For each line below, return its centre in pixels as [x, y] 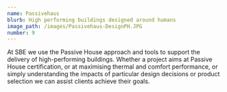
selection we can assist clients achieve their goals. [79, 81]
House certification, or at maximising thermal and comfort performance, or [112, 67]
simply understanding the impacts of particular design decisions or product [113, 74]
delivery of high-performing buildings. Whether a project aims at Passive [110, 60]
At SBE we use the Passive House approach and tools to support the [104, 52]
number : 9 [21, 33]
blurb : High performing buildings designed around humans [92, 20]
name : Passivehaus [33, 13]
